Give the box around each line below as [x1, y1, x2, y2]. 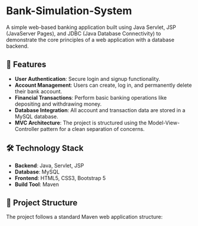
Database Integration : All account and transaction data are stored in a [14, 106, 186, 113]
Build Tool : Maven [14, 181, 60, 188]
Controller [14, 125, 39, 132]
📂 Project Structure [6, 198, 78, 208]
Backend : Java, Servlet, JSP [14, 162, 84, 169]
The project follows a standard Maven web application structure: [6, 214, 163, 221]
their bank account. [14, 87, 62, 95]
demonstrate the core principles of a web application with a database [6, 36, 175, 43]
